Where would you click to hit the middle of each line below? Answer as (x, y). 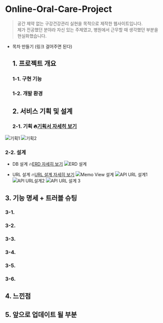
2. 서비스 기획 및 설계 (42, 111)
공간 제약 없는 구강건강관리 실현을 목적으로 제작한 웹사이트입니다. (80, 23)
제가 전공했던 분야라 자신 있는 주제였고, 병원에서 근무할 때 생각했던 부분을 (88, 30)
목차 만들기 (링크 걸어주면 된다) (42, 46)
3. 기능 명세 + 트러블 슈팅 (41, 198)
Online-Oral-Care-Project (59, 9)
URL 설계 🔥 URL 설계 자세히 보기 (43, 175)
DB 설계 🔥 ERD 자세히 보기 (38, 164)
